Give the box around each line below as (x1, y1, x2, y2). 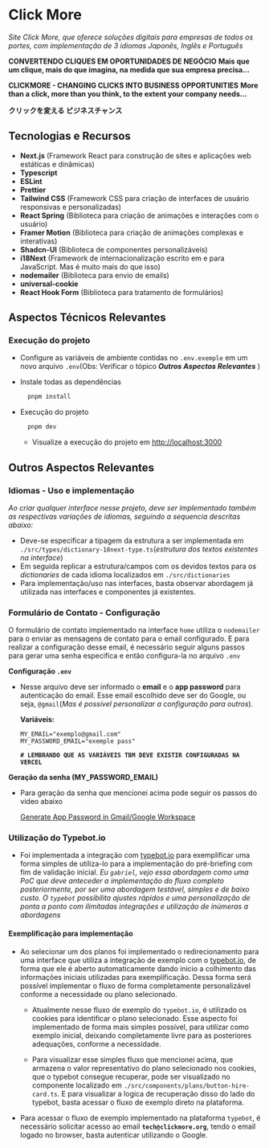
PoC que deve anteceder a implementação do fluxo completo (19, 876, 225, 886)
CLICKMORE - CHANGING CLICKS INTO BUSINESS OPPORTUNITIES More (8, 80, 259, 90)
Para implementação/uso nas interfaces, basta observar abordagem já (19, 578, 254, 588)
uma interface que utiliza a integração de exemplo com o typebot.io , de (19, 955, 257, 965)
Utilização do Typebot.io (8, 832, 106, 843)
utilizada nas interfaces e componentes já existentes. (19, 587, 197, 597)
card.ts (31, 1090, 58, 1098)
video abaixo (19, 797, 63, 806)
